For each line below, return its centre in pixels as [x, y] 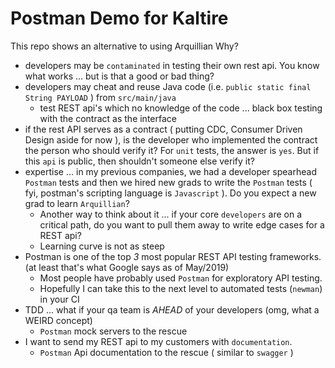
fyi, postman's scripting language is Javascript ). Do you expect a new [170, 193]
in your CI [59, 299]
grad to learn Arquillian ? [77, 203]
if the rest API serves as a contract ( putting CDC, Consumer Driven [163, 129]
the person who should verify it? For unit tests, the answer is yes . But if [172, 150]
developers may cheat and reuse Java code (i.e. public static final [168, 86]
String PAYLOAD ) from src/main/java [100, 97]
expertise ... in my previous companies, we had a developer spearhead [170, 171]
